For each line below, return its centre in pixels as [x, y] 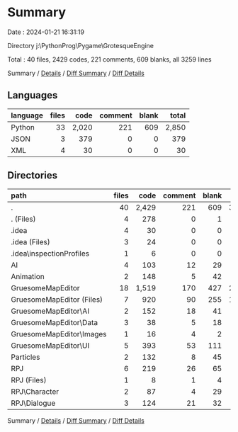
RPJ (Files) [29, 380]
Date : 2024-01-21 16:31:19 [46, 32]
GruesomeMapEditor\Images [59, 334]
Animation [28, 276]
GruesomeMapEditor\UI [50, 346]
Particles [25, 357]
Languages [33, 95]
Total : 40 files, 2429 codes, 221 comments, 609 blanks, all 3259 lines [109, 59]
